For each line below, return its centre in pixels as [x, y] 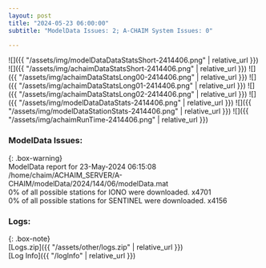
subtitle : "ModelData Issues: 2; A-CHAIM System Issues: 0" [111, 30]
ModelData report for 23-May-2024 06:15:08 [83, 166]
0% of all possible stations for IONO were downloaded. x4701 [110, 192]
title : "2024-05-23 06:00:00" [59, 23]
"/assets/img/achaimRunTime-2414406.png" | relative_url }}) [108, 120]
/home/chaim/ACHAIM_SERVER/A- [65, 175]
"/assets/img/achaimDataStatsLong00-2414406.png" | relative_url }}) [133, 78]
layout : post [30, 16]
